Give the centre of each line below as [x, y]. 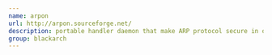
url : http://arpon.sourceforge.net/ [70, 23]
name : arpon [28, 16]
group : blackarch [38, 38]
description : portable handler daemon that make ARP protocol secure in [134, 31]
